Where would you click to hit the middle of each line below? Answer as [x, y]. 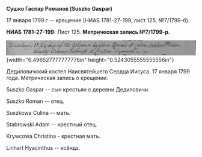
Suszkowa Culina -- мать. [38, 113]
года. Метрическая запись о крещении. [57, 78]
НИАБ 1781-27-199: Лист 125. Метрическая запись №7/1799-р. [88, 32]
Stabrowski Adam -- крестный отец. [52, 125]
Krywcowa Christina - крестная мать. [54, 136]
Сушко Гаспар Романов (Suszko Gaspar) [59, 9]
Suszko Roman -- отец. [35, 101]
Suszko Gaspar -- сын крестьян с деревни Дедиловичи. [78, 90]
